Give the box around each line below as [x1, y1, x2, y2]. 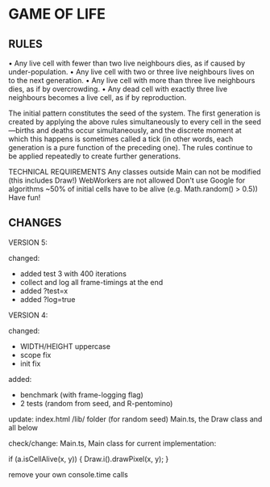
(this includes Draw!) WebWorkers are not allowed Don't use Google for [8, 175, 246, 185]
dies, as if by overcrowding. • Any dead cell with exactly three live [8, 84, 228, 94]
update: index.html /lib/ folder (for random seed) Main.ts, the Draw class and [8, 414, 263, 424]
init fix [19, 359, 41, 368]
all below [8, 422, 39, 432]
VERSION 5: [8, 237, 48, 247]
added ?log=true [19, 294, 76, 304]
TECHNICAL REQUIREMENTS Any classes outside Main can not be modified [8, 167, 261, 176]
